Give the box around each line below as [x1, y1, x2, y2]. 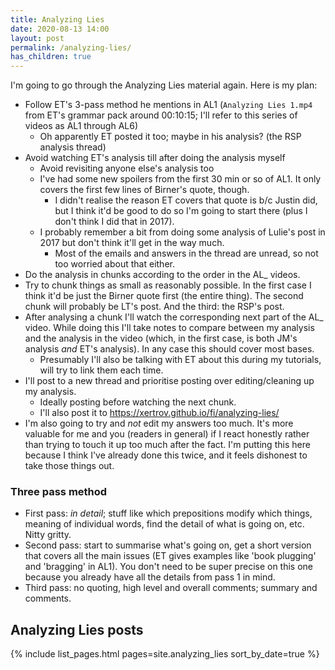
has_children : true [10, 52, 92, 62]
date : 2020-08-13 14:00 [10, 24, 110, 34]
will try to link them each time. [39, 364, 164, 376]
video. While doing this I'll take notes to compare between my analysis [24, 322, 315, 334]
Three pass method [10, 485, 108, 499]
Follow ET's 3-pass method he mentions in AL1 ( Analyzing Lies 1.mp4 [24, 99, 313, 111]
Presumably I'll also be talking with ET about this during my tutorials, [39, 354, 322, 366]
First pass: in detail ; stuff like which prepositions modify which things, [24, 507, 313, 520]
